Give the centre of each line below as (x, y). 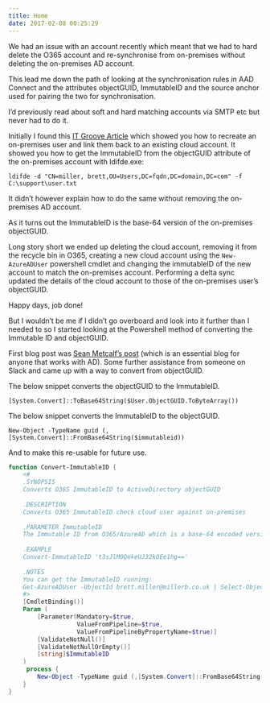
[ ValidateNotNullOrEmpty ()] (84, 647)
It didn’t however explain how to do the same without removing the (119, 198)
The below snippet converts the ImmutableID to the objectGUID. (114, 416)
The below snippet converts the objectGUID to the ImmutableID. (114, 386)
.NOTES (34, 572)
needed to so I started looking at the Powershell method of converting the (131, 329)
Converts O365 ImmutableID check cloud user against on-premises (135, 512)
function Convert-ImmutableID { (62, 467)
